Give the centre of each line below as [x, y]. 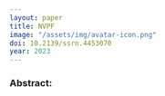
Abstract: [31, 83]
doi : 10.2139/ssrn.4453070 [61, 43]
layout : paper [36, 18]
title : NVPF [32, 26]
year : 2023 [30, 52]
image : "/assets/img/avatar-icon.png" [83, 34]
